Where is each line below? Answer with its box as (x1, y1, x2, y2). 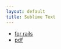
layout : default (6, 8, 45, 15)
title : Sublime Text (6, 14, 56, 20)
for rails (14, 30, 33, 37)
